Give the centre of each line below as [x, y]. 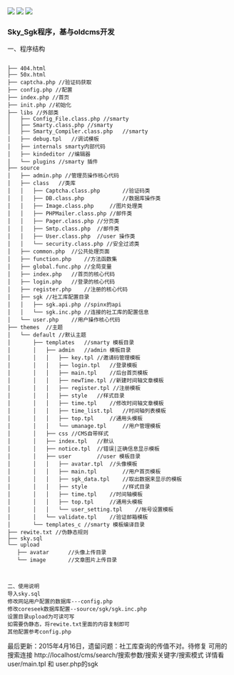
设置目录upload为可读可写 [41, 617]
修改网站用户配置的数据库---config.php [60, 602]
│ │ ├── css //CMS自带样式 [58, 434]
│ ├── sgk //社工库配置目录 [49, 297]
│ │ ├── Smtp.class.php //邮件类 [63, 229]
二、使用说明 [24, 586]
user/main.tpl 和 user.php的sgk [53, 664]
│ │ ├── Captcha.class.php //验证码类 [79, 191]
